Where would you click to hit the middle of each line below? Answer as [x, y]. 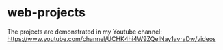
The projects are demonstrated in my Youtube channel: [84, 32]
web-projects [46, 13]
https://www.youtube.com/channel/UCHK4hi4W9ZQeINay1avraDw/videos [112, 38]
